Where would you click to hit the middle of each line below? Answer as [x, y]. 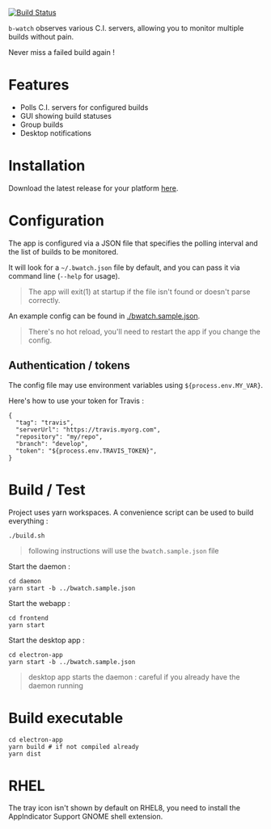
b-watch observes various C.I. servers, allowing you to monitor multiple [126, 28]
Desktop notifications [55, 133]
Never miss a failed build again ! [61, 52]
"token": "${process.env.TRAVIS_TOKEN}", [87, 451]
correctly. [44, 300]
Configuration [57, 221]
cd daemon [25, 581]
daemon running [55, 685]
